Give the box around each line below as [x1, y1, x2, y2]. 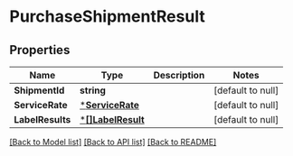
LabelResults [14, 114, 71, 125]
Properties [9, 42, 71, 58]
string [80, 84, 107, 96]
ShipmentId [14, 84, 65, 96]
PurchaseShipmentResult [9, 6, 205, 27]
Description [153, 69, 205, 81]
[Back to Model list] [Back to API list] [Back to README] [9, 137, 217, 147]
